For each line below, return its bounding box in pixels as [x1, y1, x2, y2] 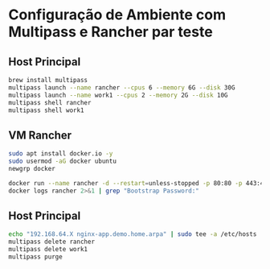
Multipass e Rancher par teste [8, 23, 213, 41]
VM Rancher [8, 128, 72, 142]
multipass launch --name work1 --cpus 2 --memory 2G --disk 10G [8, 91, 228, 99]
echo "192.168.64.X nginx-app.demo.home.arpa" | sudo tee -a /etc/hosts [8, 230, 257, 238]
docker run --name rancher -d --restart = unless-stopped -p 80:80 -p [8, 179, 243, 187]
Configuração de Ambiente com [8, 6, 227, 24]
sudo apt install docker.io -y [8, 150, 113, 158]
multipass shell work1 [8, 106, 84, 114]
